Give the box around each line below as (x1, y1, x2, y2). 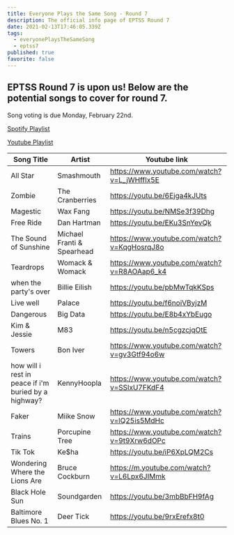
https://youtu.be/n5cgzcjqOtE (110, 325, 208, 335)
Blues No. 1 (10, 515, 49, 525)
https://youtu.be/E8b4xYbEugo (110, 309, 212, 319)
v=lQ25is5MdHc (110, 416, 165, 425)
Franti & (57, 238, 83, 248)
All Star (10, 170, 35, 180)
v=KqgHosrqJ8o (110, 242, 164, 252)
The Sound (10, 233, 47, 243)
